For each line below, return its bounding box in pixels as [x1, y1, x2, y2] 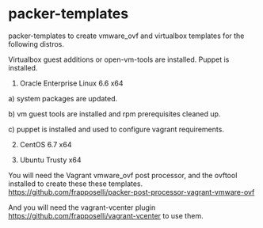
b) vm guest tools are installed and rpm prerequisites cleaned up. [8, 108, 221, 119]
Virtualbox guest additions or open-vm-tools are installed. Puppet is [8, 55, 230, 64]
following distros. [8, 39, 65, 48]
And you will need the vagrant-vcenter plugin [8, 203, 156, 212]
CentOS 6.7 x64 [19, 139, 72, 149]
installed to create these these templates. [8, 179, 143, 188]
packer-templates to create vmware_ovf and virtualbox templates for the [8, 31, 245, 40]
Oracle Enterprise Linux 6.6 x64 [19, 78, 124, 88]
